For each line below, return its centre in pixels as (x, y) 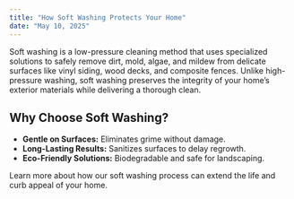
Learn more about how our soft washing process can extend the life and (143, 176)
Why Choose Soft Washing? (89, 117)
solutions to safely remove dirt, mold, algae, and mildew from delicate (138, 61)
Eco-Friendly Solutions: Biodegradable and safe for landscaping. (143, 159)
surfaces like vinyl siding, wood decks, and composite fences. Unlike (137, 70)
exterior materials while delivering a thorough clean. (105, 90)
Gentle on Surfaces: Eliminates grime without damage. (124, 139)
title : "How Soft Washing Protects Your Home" (98, 17)
